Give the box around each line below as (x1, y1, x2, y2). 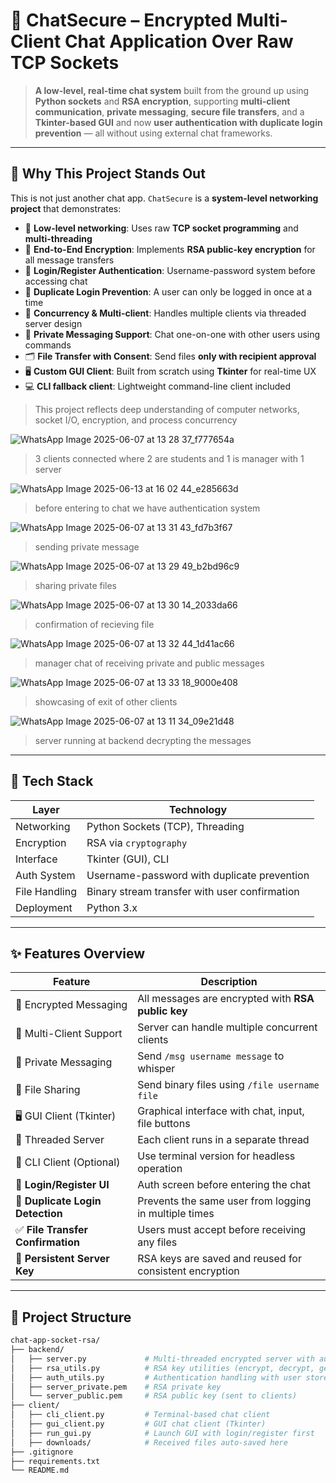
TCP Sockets (10, 52, 120, 74)
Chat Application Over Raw (64, 30, 294, 53)
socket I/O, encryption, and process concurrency (34, 414, 238, 426)
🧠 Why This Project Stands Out (10, 165, 206, 183)
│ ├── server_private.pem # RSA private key (10, 1382, 222, 1392)
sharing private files (34, 579, 118, 591)
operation (137, 1162, 183, 1176)
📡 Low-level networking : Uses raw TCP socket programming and (24, 222, 299, 234)
